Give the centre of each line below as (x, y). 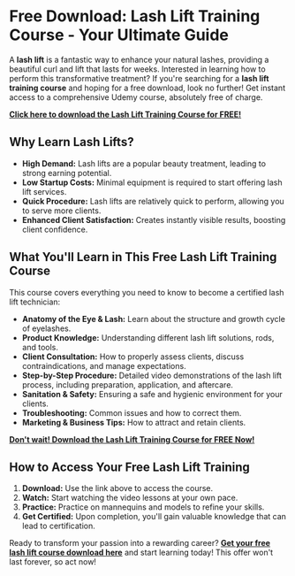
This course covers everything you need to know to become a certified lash (147, 292)
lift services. (44, 191)
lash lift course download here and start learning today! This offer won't (141, 553)
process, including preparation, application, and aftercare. (128, 384)
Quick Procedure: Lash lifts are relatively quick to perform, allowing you (153, 201)
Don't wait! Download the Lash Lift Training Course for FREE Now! (132, 439)
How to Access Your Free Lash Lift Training (129, 467)
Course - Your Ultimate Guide (119, 35)
